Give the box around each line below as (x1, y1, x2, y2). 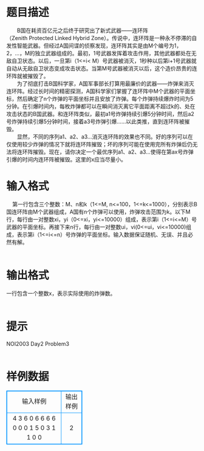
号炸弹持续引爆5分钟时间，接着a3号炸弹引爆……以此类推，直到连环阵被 (6, 118, 185, 125)
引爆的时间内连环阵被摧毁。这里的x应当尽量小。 (6, 155, 126, 163)
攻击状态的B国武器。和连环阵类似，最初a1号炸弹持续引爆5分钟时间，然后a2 (6, 110, 194, 117)
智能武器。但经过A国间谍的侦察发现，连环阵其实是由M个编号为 (16, 42, 175, 49)
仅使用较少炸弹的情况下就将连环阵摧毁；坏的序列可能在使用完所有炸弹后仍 (6, 140, 192, 148)
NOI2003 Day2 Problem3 (6, 340, 70, 347)
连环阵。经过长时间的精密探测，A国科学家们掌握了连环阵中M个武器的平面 (6, 87, 191, 95)
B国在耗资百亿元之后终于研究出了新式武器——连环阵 (16, 27, 149, 34)
